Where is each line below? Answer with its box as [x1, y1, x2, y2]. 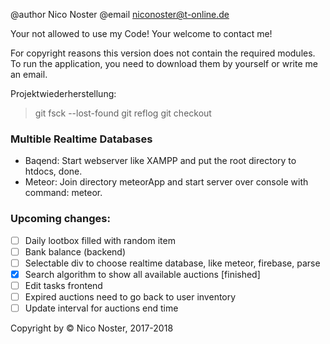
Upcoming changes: [10, 212, 111, 226]
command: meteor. [24, 187, 103, 199]
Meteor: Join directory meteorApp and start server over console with [24, 176, 309, 188]
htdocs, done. [24, 165, 83, 178]
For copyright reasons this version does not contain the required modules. [10, 47, 316, 59]
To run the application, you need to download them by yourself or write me [10, 58, 318, 69]
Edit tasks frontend [24, 279, 103, 291]
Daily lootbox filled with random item [24, 234, 176, 246]
